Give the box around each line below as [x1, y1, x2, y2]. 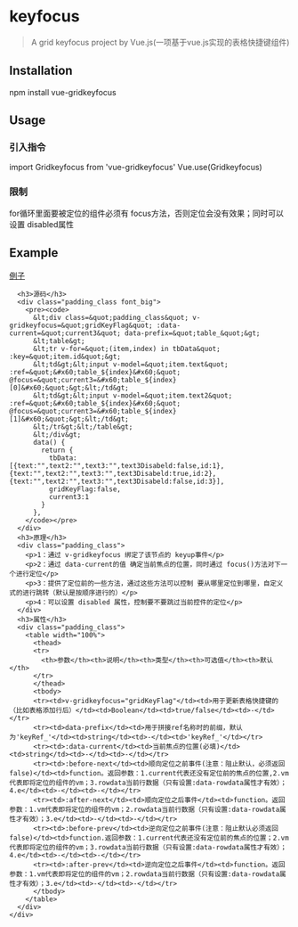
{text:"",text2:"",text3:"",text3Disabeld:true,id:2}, [9, 469, 217, 478]
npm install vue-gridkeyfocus [9, 86, 117, 97]
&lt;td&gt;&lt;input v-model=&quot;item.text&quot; [32, 359, 229, 369]
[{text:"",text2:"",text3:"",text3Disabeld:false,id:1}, [9, 461, 225, 470]
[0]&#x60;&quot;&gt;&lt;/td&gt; [9, 383, 129, 392]
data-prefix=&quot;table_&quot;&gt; [124, 328, 261, 338]
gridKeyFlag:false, [48, 484, 122, 494]
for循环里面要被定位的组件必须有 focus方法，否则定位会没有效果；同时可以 [9, 208, 285, 218]
